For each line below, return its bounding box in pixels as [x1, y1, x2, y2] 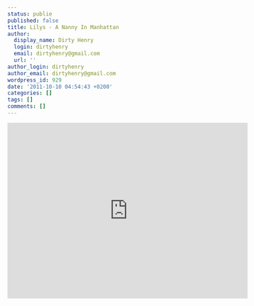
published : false [7, 17, 59, 24]
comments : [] [7, 103, 46, 110]
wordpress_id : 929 [7, 76, 62, 84]
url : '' [14, 57, 37, 64]
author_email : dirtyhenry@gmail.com [7, 70, 116, 77]
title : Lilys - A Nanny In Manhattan [7, 23, 120, 31]
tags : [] [7, 97, 33, 104]
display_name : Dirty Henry [14, 37, 94, 44]
